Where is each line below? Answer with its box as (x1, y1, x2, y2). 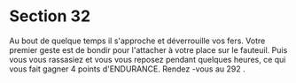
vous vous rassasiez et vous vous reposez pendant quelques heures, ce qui (9, 54, 286, 64)
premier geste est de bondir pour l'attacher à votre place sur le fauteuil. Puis (9, 44, 288, 55)
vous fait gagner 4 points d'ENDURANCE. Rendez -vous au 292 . (9, 64, 245, 74)
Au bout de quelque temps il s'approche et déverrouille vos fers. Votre (9, 35, 266, 46)
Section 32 (9, 6, 91, 26)
